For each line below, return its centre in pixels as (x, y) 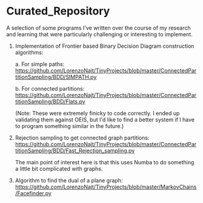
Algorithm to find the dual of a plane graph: (69, 180)
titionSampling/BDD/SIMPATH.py (56, 77)
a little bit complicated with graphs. (59, 169)
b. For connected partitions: (50, 88)
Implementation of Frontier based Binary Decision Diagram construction (105, 46)
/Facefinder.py (33, 193)
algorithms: (29, 52)
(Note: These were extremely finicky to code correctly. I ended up (97, 113)
